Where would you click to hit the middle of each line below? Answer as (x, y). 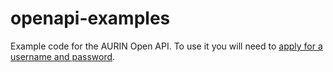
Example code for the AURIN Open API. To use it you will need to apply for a (166, 46)
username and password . (63, 56)
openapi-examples (90, 18)
